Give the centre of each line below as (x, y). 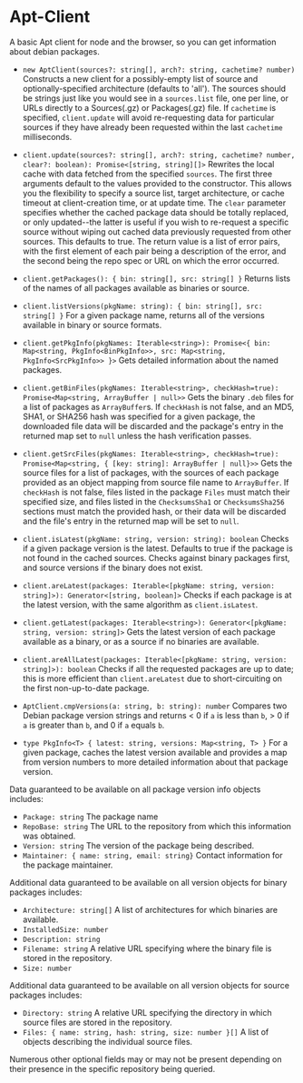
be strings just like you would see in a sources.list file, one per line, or (155, 98)
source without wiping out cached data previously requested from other (157, 231)
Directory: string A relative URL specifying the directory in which (147, 1012)
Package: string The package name (90, 817)
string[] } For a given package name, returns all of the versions (143, 315)
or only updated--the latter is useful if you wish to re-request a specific (156, 222)
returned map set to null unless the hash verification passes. (137, 436)
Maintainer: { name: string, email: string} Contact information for (152, 855)
